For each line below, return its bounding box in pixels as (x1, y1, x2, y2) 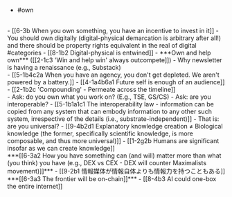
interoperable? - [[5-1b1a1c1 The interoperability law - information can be (7, 100, 215, 108)
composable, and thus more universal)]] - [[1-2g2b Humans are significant (7, 137, 220, 144)
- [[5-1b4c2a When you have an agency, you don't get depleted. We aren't (7, 71, 220, 79)
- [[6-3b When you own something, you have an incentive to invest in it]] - (7, 27, 220, 35)
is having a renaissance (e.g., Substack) (7, 64, 121, 71)
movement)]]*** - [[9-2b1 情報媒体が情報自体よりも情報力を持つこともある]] (7, 167, 226, 175)
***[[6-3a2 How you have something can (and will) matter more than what (7, 151, 222, 160)
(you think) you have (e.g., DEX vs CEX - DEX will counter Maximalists (7, 159, 206, 167)
